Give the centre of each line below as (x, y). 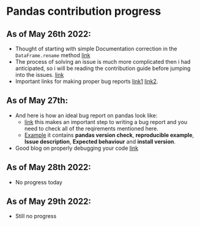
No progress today (39, 182)
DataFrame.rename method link (53, 55)
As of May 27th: (37, 100)
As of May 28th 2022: (49, 167)
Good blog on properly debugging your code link (77, 148)
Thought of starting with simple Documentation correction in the (96, 49)
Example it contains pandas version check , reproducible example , (109, 135)
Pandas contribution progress (84, 11)
